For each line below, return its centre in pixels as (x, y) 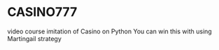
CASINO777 (42, 12)
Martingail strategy (34, 38)
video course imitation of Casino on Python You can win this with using (109, 31)
